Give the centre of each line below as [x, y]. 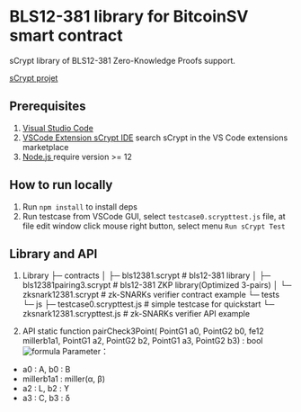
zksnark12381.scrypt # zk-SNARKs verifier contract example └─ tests [151, 295]
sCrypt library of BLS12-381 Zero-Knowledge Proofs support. [123, 60]
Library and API [53, 254]
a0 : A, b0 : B [46, 370]
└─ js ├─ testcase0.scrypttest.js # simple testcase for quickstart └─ [148, 304]
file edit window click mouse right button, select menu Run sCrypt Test [154, 226]
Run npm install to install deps [80, 206]
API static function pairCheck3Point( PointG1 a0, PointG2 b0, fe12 [143, 331]
